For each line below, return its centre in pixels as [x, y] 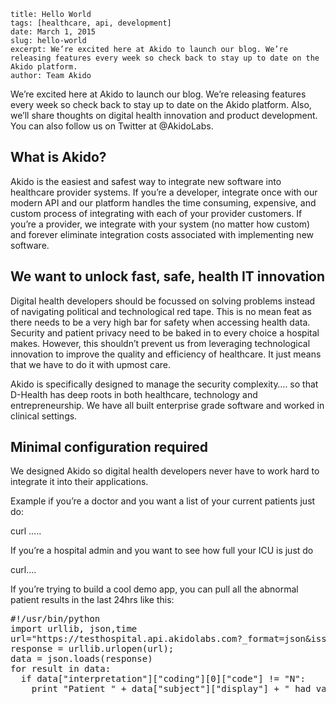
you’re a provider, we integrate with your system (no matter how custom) [160, 224]
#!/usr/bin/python [55, 619]
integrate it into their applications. [79, 482]
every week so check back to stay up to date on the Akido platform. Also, [161, 104]
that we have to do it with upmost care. [91, 364]
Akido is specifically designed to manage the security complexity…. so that [164, 384]
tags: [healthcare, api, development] [91, 23]
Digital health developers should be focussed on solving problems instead [163, 301]
